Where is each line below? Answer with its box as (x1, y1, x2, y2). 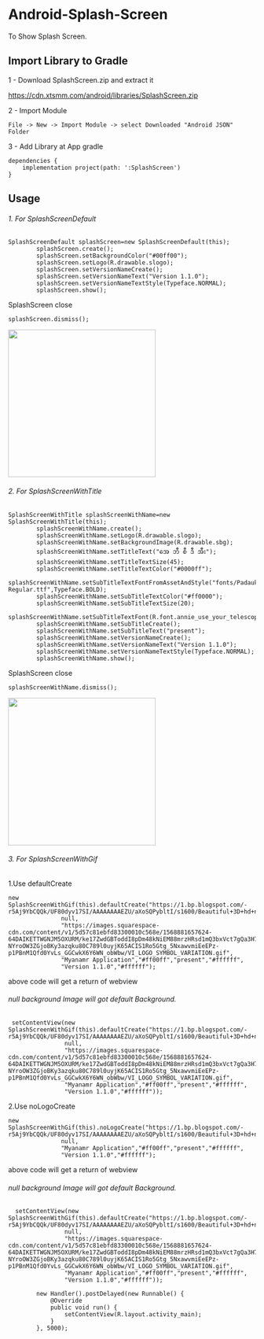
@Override (49, 1297, 82, 1305)
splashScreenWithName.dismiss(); (8, 683, 118, 692)
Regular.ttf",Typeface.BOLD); (8, 585, 108, 593)
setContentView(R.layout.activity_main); (64, 1311, 202, 1319)
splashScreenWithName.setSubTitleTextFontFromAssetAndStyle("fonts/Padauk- (8, 578, 262, 587)
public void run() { (49, 1304, 118, 1311)
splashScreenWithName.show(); (36, 655, 135, 662)
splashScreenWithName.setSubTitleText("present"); (36, 627, 206, 635)
